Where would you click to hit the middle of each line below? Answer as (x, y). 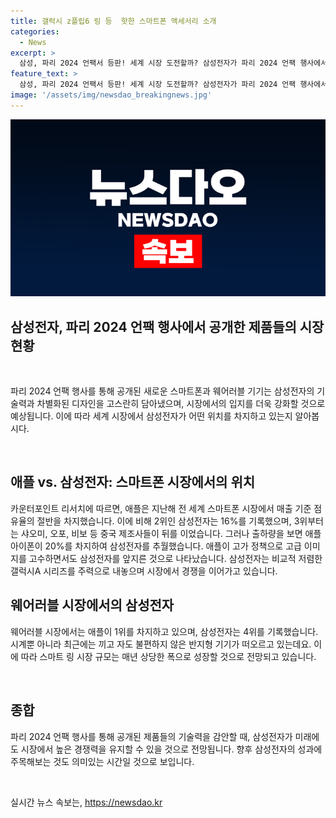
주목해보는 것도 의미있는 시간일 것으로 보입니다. (102, 761)
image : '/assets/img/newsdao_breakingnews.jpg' (111, 95)
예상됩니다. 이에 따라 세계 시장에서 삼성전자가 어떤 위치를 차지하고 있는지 (151, 416)
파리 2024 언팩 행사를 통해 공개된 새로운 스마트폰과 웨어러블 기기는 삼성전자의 (162, 391)
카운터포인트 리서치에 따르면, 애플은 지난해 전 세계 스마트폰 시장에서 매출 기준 (161, 508)
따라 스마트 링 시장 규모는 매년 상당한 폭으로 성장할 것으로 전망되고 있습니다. (168, 656)
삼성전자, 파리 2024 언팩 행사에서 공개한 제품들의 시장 (167, 326)
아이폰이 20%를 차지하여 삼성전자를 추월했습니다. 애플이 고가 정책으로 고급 (156, 546)
